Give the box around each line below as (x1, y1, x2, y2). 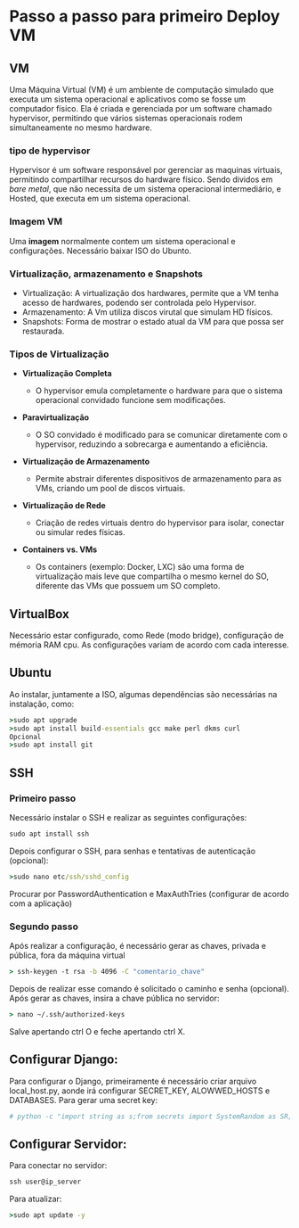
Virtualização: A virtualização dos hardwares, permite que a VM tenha (21, 287, 279, 298)
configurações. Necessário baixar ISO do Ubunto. (9, 245, 192, 256)
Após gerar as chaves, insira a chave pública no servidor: (9, 993, 220, 1003)
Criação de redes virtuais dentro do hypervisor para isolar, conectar (35, 517, 285, 528)
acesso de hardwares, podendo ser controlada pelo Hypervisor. (21, 297, 256, 308)
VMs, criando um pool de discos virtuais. (35, 483, 186, 494)
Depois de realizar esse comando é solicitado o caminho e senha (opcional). (9, 983, 289, 993)
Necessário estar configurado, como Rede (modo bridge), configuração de (9, 630, 285, 640)
